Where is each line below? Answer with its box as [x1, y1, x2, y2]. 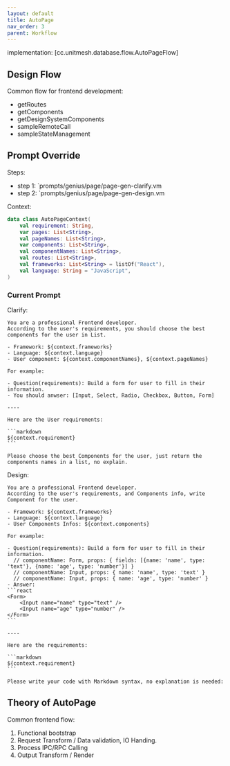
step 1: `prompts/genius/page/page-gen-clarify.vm [17, 181, 162, 190]
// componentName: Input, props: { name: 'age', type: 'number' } [13, 575, 209, 582]
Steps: [7, 168, 26, 177]
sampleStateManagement [17, 130, 91, 139]
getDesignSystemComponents [17, 115, 105, 123]
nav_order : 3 [7, 23, 45, 30]
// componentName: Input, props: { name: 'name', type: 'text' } [13, 569, 206, 576]
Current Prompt [7, 290, 61, 300]
